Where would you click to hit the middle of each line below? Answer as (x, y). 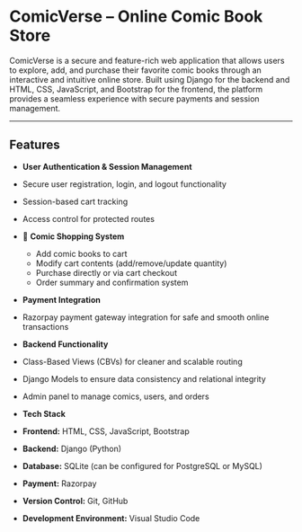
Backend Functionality (65, 344)
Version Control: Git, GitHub (75, 501)
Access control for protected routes (89, 218)
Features (35, 145)
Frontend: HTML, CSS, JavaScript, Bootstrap (106, 431)
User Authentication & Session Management (107, 166)
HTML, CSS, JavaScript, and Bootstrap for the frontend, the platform (136, 89)
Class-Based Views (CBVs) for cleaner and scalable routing (132, 361)
